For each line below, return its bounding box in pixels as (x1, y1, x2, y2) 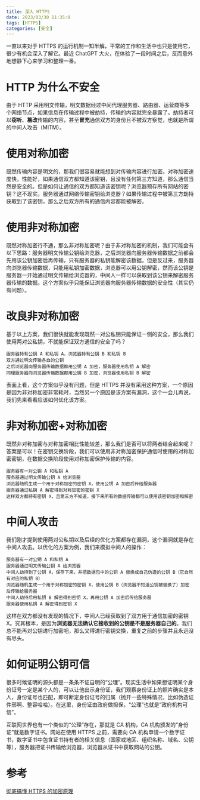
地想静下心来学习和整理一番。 (6, 57, 79, 64)
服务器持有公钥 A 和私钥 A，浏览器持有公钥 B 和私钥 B (6, 351, 126, 357)
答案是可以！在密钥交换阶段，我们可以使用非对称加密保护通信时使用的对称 (6, 447, 189, 454)
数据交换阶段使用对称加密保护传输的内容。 (32, 455, 137, 462)
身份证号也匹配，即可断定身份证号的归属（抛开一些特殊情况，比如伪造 (16, 693, 189, 700)
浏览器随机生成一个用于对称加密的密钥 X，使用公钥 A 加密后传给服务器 (6, 481, 157, 487)
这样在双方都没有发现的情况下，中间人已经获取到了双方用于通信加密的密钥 (6, 612, 189, 619)
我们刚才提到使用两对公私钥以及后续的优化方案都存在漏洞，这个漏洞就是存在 (6, 536, 194, 543)
